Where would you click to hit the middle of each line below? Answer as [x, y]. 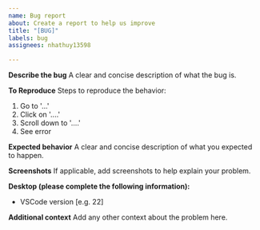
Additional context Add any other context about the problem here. [118, 217]
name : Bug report [37, 16]
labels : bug [28, 38]
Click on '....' [40, 115]
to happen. [26, 156]
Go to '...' [34, 106]
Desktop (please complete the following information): [99, 186]
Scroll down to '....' [50, 123]
